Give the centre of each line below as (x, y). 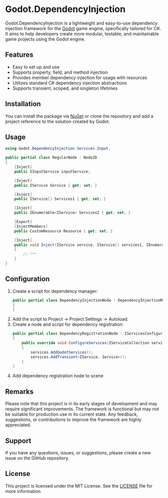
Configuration (27, 279)
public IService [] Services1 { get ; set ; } (60, 199)
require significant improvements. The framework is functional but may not (82, 409)
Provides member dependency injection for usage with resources (80, 77)
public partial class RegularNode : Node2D (51, 158)
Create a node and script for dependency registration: (68, 325)
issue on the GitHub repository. (37, 458)
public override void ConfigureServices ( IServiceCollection (85, 343)
